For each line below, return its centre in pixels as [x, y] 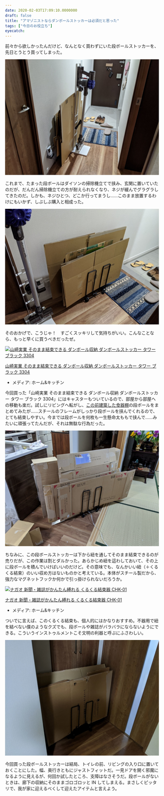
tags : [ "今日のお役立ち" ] [29, 26]
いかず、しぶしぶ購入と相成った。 [52, 202]
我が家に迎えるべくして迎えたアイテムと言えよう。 [69, 789]
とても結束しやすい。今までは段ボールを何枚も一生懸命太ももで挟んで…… [79, 417]
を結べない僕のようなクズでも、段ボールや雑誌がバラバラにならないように [80, 627]
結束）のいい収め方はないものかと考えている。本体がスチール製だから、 [86, 573]
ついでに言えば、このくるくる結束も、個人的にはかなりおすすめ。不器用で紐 [82, 621]
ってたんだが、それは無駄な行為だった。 [67, 424]
